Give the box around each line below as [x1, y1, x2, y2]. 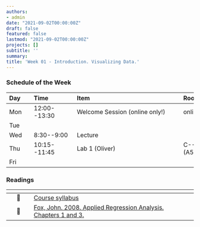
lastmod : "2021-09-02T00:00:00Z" [6, 36, 89, 42]
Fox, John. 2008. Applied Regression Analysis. [33, 204, 164, 212]
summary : [6, 53, 28, 59]
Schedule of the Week [6, 78, 71, 87]
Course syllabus [33, 194, 79, 202]
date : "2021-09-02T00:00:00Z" [6, 20, 82, 26]
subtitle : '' [6, 48, 39, 54]
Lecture [77, 131, 99, 139]
